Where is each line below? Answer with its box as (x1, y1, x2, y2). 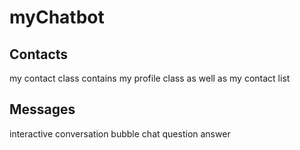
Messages (9, 101, 76, 118)
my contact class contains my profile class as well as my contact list (9, 72, 291, 84)
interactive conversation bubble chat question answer (9, 127, 231, 140)
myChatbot (9, 6, 105, 29)
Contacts (9, 46, 69, 63)
